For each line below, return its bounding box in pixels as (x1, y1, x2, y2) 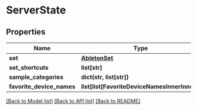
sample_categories (9, 73, 63, 81)
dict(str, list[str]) (81, 73, 129, 81)
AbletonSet (81, 54, 113, 62)
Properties (6, 27, 46, 37)
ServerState (6, 4, 66, 17)
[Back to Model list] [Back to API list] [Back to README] (6, 98, 141, 104)
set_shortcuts (9, 64, 49, 71)
